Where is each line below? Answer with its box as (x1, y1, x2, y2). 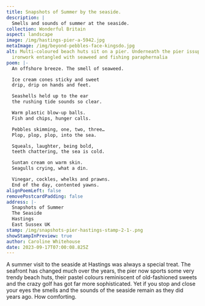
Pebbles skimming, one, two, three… (12, 126, 105, 133)
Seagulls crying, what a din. (12, 165, 88, 172)
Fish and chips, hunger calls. (12, 115, 92, 122)
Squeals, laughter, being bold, (12, 143, 95, 149)
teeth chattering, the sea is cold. (12, 148, 105, 155)
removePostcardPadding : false (6, 193, 84, 200)
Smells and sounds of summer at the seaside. (12, 20, 130, 26)
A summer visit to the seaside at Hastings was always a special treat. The (6, 261, 191, 268)
